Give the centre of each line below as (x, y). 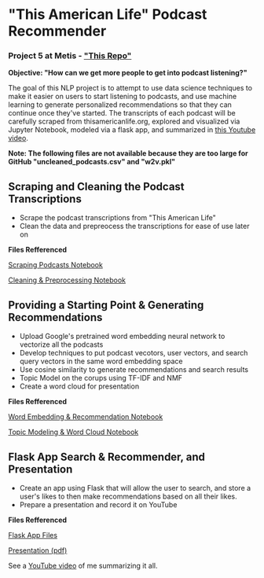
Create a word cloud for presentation (79, 386)
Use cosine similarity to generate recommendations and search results (134, 370)
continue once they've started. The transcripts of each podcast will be (122, 113)
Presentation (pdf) (38, 550)
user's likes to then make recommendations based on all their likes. (128, 496)
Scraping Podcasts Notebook (56, 265)
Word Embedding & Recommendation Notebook (86, 417)
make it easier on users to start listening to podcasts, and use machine (123, 97)
